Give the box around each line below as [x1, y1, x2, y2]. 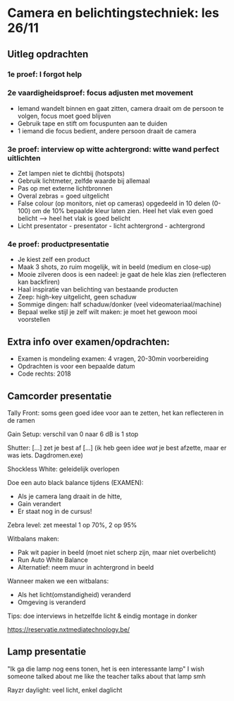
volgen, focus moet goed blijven [17, 112, 111, 120]
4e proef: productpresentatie [7, 239, 109, 249]
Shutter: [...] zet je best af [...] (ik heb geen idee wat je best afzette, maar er [7, 443, 227, 453]
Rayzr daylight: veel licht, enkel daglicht [7, 685, 123, 694]
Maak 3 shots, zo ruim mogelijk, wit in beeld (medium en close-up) [17, 263, 211, 271]
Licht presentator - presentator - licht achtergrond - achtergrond [17, 222, 206, 230]
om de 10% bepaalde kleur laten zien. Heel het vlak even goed [32, 207, 214, 215]
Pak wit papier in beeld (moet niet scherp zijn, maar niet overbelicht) [17, 549, 216, 557]
